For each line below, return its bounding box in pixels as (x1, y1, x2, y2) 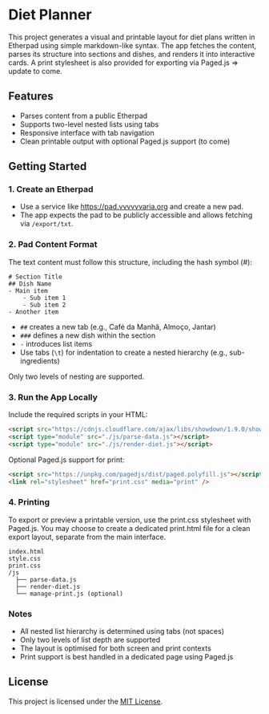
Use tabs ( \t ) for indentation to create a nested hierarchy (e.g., (19, 347, 228, 357)
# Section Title (8, 273, 62, 281)
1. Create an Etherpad (8, 184, 94, 195)
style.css (8, 554, 42, 562)
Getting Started (8, 160, 87, 173)
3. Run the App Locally (8, 391, 98, 403)
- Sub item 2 (22, 301, 66, 309)
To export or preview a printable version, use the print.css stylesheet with (8, 515, 251, 525)
